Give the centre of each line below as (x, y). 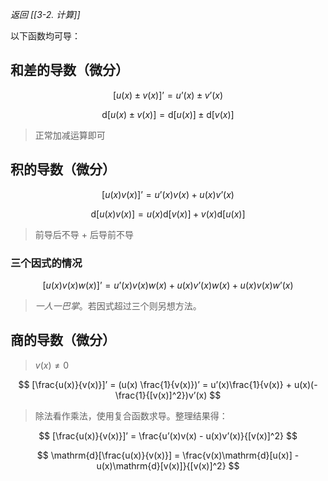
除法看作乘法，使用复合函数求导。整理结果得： (131, 415)
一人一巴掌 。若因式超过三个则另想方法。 (118, 305)
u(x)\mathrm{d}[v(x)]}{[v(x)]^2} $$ (168, 465)
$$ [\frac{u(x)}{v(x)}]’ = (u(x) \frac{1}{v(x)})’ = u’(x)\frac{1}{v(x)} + (155, 384)
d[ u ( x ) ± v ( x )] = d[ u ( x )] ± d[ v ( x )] (168, 114)
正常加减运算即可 (70, 135)
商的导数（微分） (63, 340)
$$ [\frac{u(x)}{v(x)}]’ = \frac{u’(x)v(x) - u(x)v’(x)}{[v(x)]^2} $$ (168, 435)
